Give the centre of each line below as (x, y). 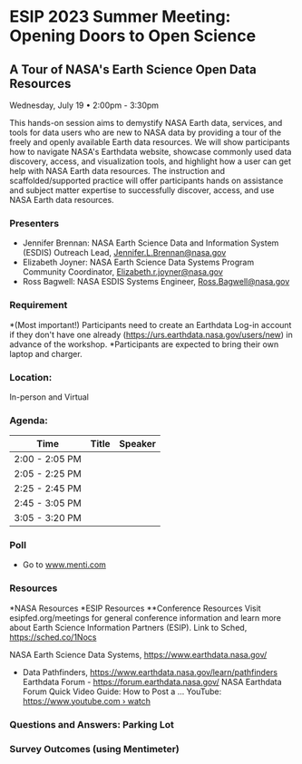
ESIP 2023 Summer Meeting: (120, 17)
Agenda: (29, 421)
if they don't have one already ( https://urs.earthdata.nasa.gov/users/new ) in (151, 334)
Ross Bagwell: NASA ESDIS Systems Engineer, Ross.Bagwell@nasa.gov (156, 282)
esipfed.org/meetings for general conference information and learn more (145, 617)
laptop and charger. (46, 353)
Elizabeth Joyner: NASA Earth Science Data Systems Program (138, 262)
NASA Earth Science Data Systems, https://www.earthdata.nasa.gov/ (138, 654)
